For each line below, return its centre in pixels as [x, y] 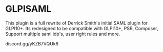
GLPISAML [28, 9]
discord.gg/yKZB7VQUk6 [32, 43]
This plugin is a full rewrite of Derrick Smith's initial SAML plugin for [76, 23]
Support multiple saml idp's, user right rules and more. [63, 34]
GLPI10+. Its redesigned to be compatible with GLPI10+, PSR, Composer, [82, 28]
